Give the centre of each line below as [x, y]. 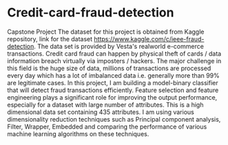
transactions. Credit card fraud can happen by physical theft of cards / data [114, 54]
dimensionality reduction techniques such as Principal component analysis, [114, 119]
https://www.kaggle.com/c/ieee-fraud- [149, 38]
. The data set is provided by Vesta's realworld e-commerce [119, 46]
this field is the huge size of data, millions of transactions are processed [109, 68]
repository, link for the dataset [50, 38]
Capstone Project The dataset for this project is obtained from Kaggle [106, 32]
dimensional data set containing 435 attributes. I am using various [101, 112]
